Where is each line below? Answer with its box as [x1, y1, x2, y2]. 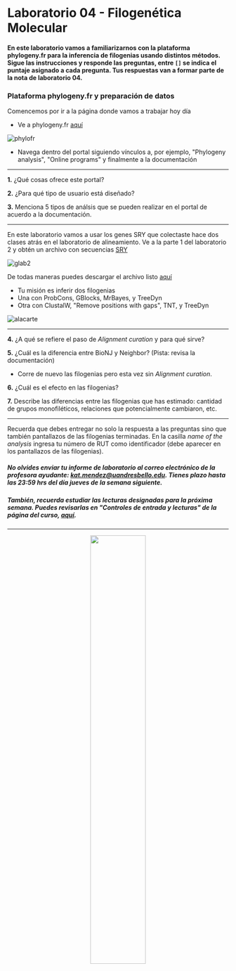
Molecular [7, 20, 68, 36]
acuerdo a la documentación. [7, 210, 92, 219]
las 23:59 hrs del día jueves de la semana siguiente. [7, 478, 163, 487]
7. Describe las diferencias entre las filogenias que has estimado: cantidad [7, 397, 223, 406]
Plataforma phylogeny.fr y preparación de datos [7, 91, 175, 101]
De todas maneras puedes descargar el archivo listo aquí [7, 273, 172, 281]
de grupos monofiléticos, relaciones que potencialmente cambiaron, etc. [7, 404, 218, 413]
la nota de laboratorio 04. [7, 73, 83, 82]
